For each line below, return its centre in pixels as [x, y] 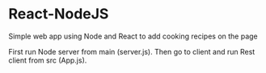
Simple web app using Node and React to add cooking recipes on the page [133, 36]
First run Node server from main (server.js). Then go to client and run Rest [132, 51]
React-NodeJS [59, 14]
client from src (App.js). [48, 60]
